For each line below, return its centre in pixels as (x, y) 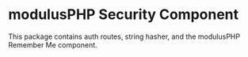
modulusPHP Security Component (124, 15)
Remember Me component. (53, 44)
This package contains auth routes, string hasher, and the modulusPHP (124, 36)
